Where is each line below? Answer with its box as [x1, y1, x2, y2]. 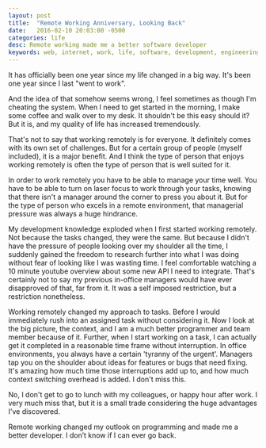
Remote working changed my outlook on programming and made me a [8, 422, 239, 431]
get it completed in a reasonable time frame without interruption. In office [8, 341, 247, 350]
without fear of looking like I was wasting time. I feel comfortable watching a [8, 258, 257, 267]
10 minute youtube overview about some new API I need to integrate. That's [8, 266, 256, 276]
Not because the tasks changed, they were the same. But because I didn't [8, 233, 249, 242]
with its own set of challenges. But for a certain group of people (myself [8, 144, 243, 152]
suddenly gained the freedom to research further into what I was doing [8, 250, 240, 258]
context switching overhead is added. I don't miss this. [8, 374, 186, 384]
